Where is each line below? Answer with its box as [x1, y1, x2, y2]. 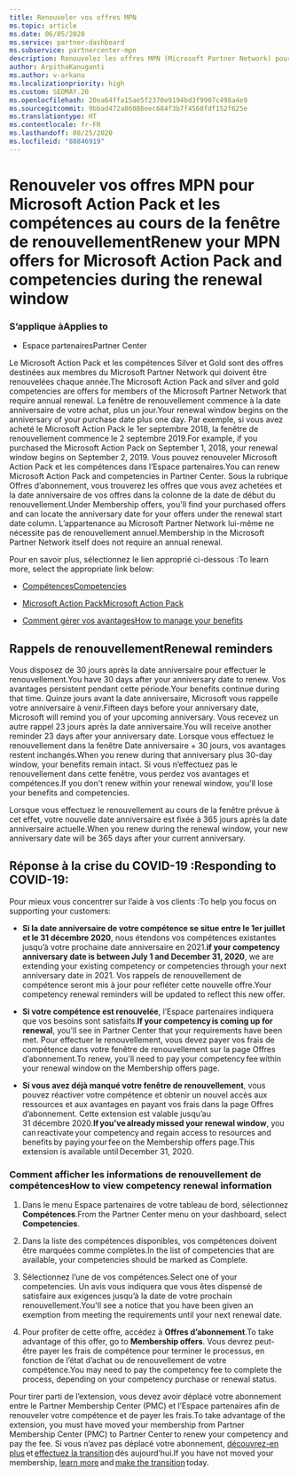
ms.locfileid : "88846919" [9, 137, 105, 146]
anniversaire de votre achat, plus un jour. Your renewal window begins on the [9, 405, 289, 416]
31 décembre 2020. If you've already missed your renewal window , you [21, 1117, 286, 1129]
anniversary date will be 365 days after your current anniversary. [9, 833, 247, 844]
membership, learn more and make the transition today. [9, 1457, 210, 1468]
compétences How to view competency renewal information [9, 1179, 272, 1192]
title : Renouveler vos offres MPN [9, 12, 137, 22]
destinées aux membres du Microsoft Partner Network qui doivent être [9, 367, 268, 378]
